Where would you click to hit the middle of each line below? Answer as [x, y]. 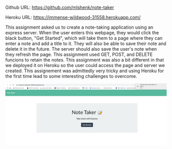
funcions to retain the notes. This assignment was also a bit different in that [85, 60]
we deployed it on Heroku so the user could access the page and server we [85, 65]
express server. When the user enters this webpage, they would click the [82, 33]
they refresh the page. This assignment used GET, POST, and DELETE [79, 54]
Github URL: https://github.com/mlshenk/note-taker [60, 7]
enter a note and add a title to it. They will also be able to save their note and [86, 44]
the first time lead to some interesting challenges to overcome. [71, 76]
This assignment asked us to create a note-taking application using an [79, 27]
